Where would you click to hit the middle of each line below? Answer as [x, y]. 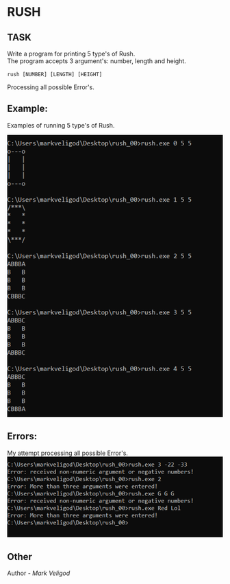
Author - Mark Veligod [39, 573]
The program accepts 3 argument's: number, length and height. [97, 61]
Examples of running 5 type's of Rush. [61, 125]
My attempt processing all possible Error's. [68, 453]
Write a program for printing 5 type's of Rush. [71, 54]
